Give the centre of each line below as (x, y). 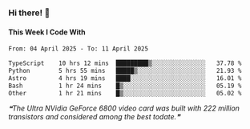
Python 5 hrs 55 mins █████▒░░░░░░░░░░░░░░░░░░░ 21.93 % (125, 71)
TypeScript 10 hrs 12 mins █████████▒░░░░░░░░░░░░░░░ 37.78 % (125, 63)
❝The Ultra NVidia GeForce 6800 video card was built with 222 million (124, 108)
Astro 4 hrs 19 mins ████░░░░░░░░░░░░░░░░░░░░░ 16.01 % (125, 78)
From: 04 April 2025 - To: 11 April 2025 (79, 49)
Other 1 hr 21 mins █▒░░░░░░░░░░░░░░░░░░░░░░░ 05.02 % (125, 93)
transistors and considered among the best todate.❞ (94, 117)
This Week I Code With (47, 32)
